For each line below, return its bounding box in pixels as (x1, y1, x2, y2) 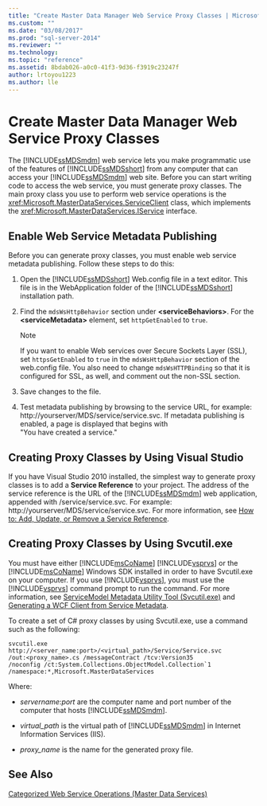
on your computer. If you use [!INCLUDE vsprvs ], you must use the (8, 574, 225, 585)
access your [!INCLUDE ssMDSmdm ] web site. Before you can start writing (8, 173, 252, 182)
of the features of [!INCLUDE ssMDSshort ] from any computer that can (8, 164, 238, 173)
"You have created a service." (19, 427, 118, 438)
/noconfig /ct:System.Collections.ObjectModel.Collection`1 (8, 660, 212, 668)
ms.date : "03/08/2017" (8, 26, 83, 34)
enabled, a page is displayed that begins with (19, 419, 168, 429)
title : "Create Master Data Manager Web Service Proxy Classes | (8, 11, 229, 20)
